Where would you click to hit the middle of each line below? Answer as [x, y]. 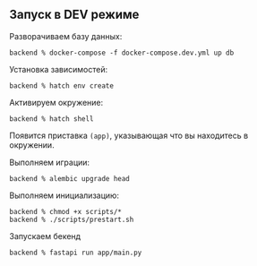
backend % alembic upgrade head [69, 178]
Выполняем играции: [50, 162]
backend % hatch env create [62, 86]
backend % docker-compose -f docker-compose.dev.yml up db [122, 53]
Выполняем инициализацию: [64, 195]
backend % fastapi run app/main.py [76, 253]
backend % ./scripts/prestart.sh [72, 219]
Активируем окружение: [56, 102]
